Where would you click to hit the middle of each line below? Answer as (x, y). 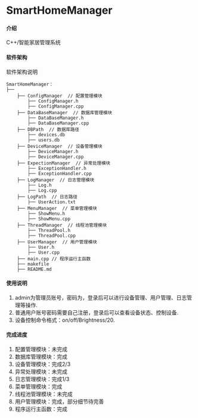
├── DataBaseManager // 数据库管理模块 (64, 112)
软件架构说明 (22, 72)
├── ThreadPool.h (49, 230)
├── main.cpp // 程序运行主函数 (54, 259)
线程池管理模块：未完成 (44, 394)
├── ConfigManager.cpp (56, 106)
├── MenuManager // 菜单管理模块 (57, 208)
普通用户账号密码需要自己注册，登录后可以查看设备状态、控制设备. (97, 312)
